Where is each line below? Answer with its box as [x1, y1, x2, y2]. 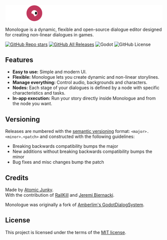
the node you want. [12, 101, 52, 107]
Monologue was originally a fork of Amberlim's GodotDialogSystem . [5, 202, 145, 208]
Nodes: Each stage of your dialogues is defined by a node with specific [12, 85, 160, 91]
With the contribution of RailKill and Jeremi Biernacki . [5, 192, 115, 198]
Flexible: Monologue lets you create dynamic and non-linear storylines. [12, 74, 160, 80]
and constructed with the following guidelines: [39, 133, 135, 139]
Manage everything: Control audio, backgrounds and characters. [12, 80, 148, 86]
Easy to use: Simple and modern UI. [12, 69, 87, 75]
